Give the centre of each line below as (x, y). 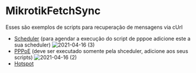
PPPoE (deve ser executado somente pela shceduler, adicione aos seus (101, 51)
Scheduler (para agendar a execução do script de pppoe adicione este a (102, 38)
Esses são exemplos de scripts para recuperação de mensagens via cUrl (94, 27)
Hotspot (24, 64)
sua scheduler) (32, 45)
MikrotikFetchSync (53, 11)
